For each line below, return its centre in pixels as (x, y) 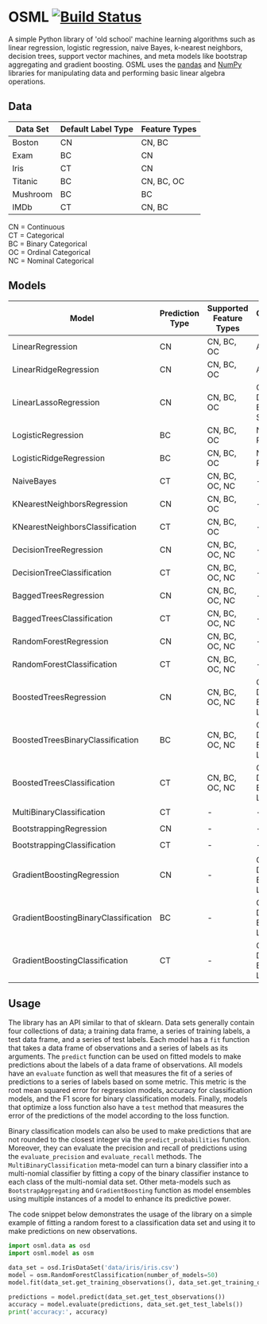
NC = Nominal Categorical (51, 260)
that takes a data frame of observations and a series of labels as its (118, 1048)
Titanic (25, 181)
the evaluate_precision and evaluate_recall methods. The (105, 1157)
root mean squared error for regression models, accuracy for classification (130, 1091)
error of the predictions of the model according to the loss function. (119, 1116)
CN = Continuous (37, 226)
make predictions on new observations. (73, 1232)
